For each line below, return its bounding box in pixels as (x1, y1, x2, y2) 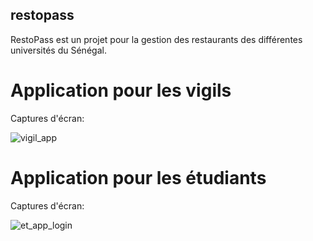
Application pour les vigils (10, 79, 232, 102)
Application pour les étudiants (10, 166, 267, 189)
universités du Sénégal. (10, 44, 107, 56)
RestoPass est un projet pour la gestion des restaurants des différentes (10, 33, 303, 45)
